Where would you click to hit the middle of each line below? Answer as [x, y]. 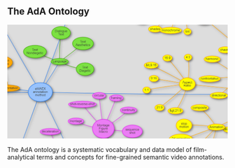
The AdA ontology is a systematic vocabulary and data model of [100, 150]
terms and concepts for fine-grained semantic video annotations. [130, 157]
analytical [21, 157]
